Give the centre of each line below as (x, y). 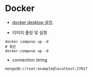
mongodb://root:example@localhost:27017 (46, 69)
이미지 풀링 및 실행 (30, 32)
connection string (30, 60)
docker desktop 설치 (32, 22)
